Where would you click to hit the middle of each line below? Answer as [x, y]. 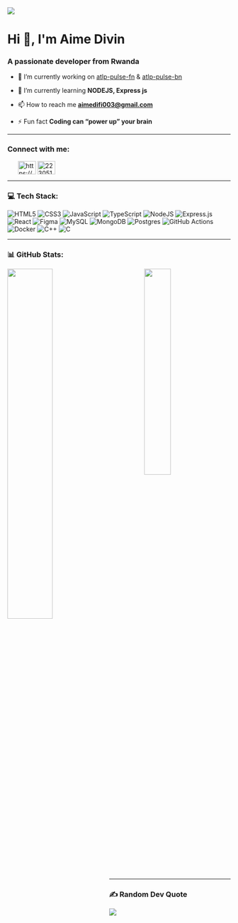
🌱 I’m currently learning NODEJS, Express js [82, 91]
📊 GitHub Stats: [35, 254]
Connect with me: [39, 150]
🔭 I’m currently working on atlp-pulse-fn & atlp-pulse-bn [100, 77]
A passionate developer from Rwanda [73, 62]
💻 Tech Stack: [33, 196]
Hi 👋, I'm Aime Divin [66, 39]
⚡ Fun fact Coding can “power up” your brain [85, 122]
